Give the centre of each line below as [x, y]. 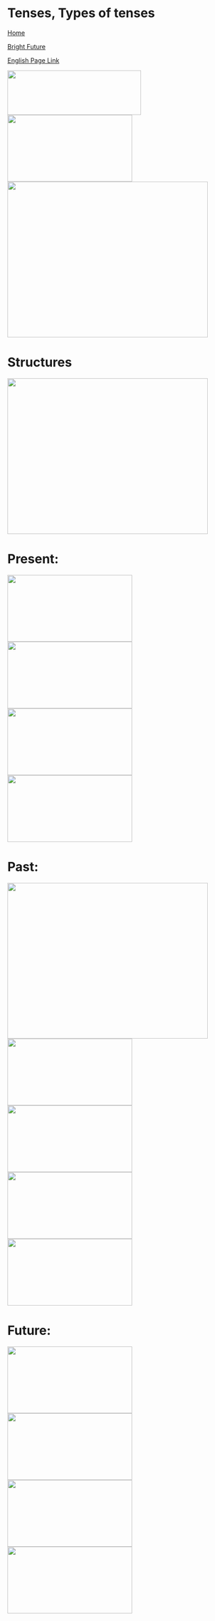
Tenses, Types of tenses [81, 13]
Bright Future [27, 46]
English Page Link [33, 60]
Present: [33, 559]
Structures [40, 363]
